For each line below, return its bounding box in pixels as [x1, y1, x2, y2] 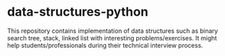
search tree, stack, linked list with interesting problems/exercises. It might [7, 33, 217, 42]
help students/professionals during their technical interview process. [7, 41, 204, 49]
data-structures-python [7, 4, 149, 20]
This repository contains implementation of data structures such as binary [7, 27, 218, 35]
